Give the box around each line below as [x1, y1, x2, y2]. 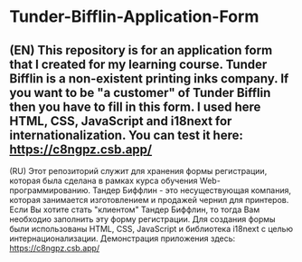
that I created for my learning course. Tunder [9, 56, 268, 72]
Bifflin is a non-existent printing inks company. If [9, 71, 289, 86]
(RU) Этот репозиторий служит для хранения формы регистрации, [9, 166, 268, 176]
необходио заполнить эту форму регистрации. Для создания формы [9, 214, 276, 224]
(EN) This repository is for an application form [9, 43, 273, 58]
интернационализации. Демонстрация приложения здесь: [9, 233, 236, 244]
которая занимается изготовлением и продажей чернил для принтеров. [9, 195, 289, 205]
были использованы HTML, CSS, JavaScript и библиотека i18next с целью [9, 224, 294, 234]
